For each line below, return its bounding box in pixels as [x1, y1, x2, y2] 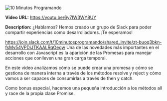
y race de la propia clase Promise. [5, 90, 75, 96]
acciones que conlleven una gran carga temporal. [5, 55, 107, 61]
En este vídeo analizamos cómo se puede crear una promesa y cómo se [5, 65, 154, 70]
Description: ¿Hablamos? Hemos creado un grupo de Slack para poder [5, 24, 152, 30]
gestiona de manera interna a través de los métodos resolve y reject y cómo [5, 70, 162, 76]
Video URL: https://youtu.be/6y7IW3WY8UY [5, 14, 97, 20]
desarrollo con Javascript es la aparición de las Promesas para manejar [5, 50, 152, 55]
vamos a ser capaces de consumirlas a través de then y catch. [5, 75, 134, 81]
